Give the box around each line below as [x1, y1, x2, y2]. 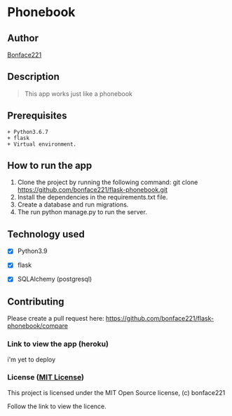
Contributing [7, 296, 64, 307]
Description [7, 71, 60, 83]
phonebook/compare [7, 321, 69, 330]
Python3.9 [17, 247, 48, 256]
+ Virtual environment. [7, 141, 77, 148]
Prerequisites [7, 110, 67, 122]
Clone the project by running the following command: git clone [17, 178, 198, 186]
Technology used [7, 228, 86, 240]
